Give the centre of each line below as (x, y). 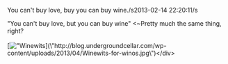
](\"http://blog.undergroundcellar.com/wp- (106, 46)
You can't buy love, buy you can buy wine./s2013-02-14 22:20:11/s (103, 10)
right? (16, 31)
